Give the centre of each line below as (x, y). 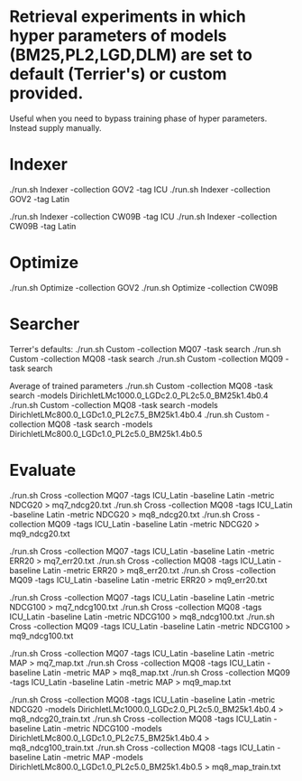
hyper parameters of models (118, 36)
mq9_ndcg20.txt (40, 534)
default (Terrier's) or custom (118, 74)
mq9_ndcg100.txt (41, 636)
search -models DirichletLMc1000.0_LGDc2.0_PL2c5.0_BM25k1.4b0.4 (139, 395)
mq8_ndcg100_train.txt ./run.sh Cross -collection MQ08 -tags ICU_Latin (142, 748)
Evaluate (43, 470)
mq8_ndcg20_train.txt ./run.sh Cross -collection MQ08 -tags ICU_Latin (141, 719)
